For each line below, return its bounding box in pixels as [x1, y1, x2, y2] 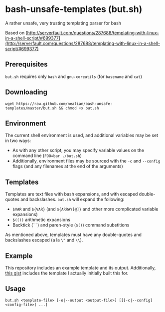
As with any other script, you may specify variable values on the [12, 147, 145, 153]
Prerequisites [5, 60, 48, 68]
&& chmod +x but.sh [58, 105, 99, 110]
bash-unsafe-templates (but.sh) [5, 3, 143, 15]
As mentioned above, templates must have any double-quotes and [5, 231, 142, 238]
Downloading [5, 88, 47, 96]
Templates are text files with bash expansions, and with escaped [5, 191, 138, 197]
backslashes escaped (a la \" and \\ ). [5, 237, 83, 243]
